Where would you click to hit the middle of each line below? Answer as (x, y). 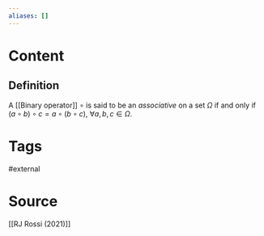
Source (33, 201)
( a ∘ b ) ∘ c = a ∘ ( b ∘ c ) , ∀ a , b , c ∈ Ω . (70, 113)
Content (36, 55)
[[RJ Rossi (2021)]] (40, 224)
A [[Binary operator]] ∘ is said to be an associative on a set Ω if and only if (132, 105)
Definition (34, 86)
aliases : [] (28, 16)
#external (24, 169)
